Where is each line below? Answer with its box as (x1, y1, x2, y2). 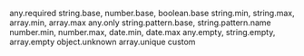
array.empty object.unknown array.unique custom (9, 36, 196, 47)
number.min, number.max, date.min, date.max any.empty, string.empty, (9, 27, 276, 37)
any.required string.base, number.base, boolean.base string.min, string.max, (9, 8, 295, 18)
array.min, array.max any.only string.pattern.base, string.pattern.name (9, 17, 271, 28)
